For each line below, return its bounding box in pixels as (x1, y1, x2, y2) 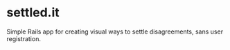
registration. (6, 34, 41, 42)
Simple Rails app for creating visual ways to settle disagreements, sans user (6, 27, 223, 36)
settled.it (6, 5, 60, 21)
